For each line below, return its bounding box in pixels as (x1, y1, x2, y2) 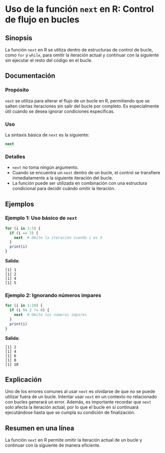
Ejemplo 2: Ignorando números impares (5, 292, 101, 299)
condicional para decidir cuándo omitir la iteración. (12, 186, 116, 192)
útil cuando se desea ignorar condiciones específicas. (5, 108, 115, 114)
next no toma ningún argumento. (12, 164, 79, 170)
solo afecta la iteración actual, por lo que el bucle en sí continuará (5, 404, 139, 410)
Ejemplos (5, 200, 34, 208)
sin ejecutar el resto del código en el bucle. (5, 57, 93, 63)
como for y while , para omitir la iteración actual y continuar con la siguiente (5, 52, 159, 58)
